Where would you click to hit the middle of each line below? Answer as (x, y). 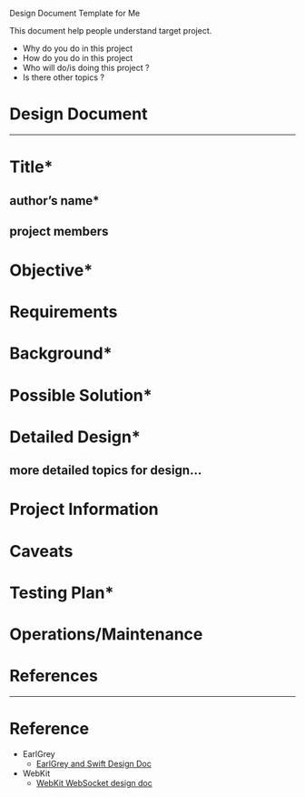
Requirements (64, 312)
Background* (61, 353)
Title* (31, 167)
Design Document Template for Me (75, 13)
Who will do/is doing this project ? (86, 68)
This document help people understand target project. (111, 30)
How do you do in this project (78, 58)
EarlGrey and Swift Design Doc (93, 763)
